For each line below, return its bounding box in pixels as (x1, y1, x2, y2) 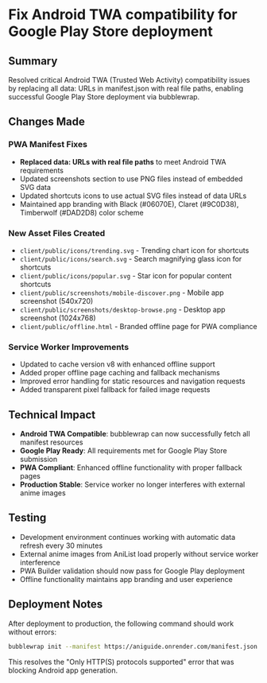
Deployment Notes (8, 598, 103, 611)
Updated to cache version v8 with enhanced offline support (19, 359, 216, 369)
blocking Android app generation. (8, 666, 118, 675)
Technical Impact (8, 408, 96, 421)
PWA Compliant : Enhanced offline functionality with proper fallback (19, 463, 242, 472)
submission (19, 455, 58, 464)
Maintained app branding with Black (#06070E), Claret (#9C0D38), (19, 199, 239, 208)
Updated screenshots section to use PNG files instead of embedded (19, 173, 243, 184)
